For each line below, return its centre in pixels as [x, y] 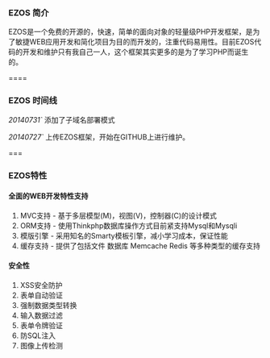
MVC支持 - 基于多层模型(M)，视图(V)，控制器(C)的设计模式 [118, 215]
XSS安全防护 [41, 285]
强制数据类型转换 [48, 305]
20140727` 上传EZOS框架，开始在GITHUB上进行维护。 [99, 137]
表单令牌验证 [41, 325]
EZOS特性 [28, 175]
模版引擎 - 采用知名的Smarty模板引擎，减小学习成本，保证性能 [124, 235]
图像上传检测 [41, 345]
